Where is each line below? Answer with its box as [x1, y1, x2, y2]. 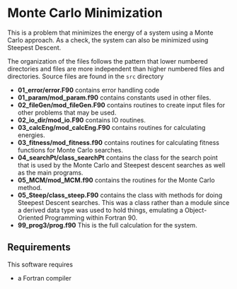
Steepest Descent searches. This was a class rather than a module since [17, 198, 230, 206]
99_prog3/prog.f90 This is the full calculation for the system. [17, 220, 198, 229]
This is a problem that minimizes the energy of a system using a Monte [7, 28, 214, 37]
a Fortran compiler [17, 273, 72, 282]
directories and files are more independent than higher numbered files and [7, 64, 225, 73]
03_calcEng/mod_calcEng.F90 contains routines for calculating [17, 123, 206, 131]
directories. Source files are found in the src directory [7, 72, 164, 81]
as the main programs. [17, 168, 83, 177]
